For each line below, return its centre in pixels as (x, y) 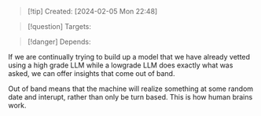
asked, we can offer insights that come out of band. (92, 73)
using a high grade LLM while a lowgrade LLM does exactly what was (121, 65)
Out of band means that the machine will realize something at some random (131, 89)
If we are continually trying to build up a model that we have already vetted (129, 57)
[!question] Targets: (59, 26)
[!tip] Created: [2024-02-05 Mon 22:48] (92, 11)
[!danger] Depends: (59, 42)
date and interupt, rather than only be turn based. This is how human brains (130, 97)
